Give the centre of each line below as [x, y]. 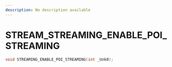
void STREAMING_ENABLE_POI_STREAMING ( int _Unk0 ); [60, 59]
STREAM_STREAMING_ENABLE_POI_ [86, 35]
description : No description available [48, 10]
